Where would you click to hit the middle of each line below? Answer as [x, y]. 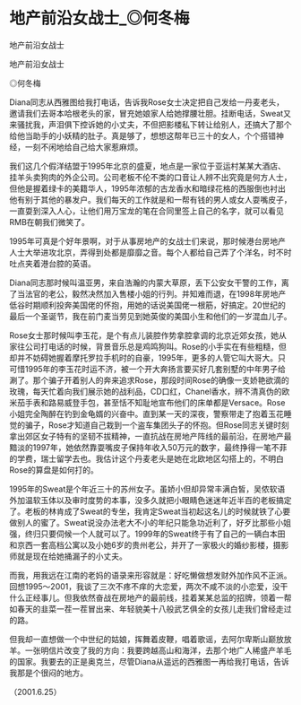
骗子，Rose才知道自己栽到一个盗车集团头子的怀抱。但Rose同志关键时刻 [157, 425]
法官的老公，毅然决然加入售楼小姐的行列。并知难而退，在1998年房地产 [155, 293]
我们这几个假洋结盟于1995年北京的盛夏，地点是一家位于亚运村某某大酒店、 [148, 166]
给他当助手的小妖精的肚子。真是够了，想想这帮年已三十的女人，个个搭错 [142, 135]
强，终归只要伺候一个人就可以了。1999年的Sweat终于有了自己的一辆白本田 [147, 534]
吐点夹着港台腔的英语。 [52, 263]
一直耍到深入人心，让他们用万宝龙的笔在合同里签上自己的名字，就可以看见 [146, 211]
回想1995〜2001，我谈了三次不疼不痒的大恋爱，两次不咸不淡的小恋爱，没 [145, 586]
